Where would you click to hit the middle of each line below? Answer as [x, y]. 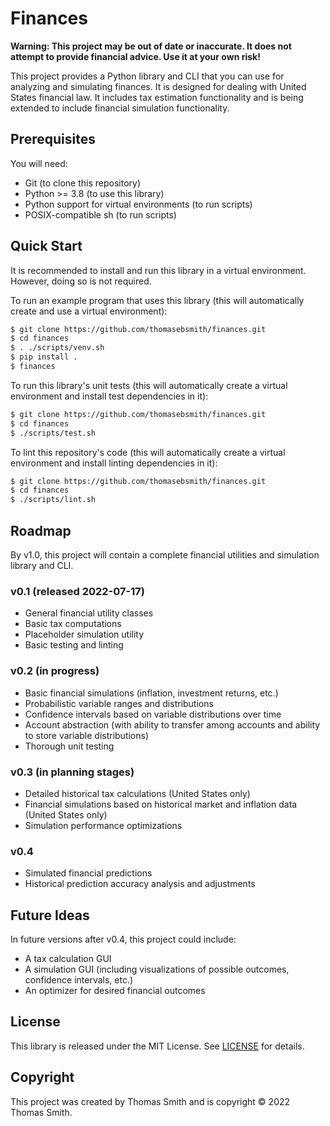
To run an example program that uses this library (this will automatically [157, 300]
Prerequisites [53, 139]
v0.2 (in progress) [55, 671]
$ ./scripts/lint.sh [53, 500]
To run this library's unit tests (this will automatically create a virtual [149, 385]
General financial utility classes [89, 613]
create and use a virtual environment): [89, 311]
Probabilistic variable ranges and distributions [119, 703]
